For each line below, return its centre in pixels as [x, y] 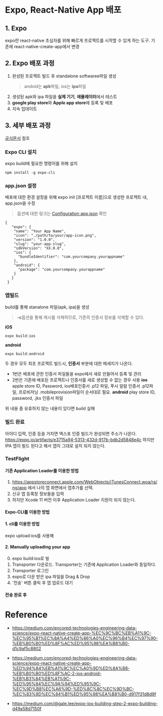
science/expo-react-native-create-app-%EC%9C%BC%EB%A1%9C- [82, 633]
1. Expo [16, 28]
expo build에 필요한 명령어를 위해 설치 [41, 163]
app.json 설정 [21, 186]
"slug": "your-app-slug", [40, 244]
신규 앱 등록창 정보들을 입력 [38, 494]
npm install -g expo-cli [30, 172]
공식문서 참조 [17, 138]
